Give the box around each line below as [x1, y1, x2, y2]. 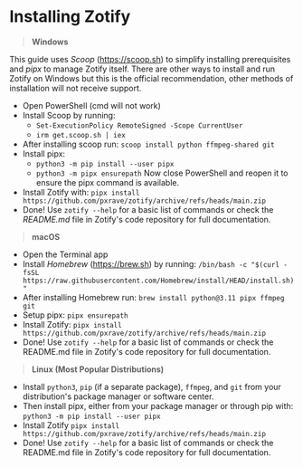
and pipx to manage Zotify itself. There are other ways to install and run [9, 63, 276, 74]
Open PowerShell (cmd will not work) [22, 100, 161, 110]
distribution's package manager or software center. [22, 391, 214, 402]
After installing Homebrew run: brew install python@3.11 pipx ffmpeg [22, 291, 285, 302]
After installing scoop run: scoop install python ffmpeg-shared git [22, 138, 276, 149]
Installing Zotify [9, 6, 131, 27]
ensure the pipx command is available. [35, 176, 179, 187]
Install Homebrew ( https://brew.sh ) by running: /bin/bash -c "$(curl [22, 258, 280, 269]
